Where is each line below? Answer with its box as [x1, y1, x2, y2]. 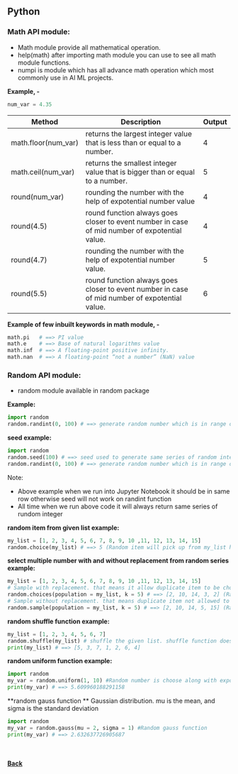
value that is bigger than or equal [85, 167, 195, 177]
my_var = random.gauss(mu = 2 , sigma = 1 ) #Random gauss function [7, 724, 208, 731]
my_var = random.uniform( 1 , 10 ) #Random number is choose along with [7, 677, 217, 685]
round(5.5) [11, 288, 47, 298]
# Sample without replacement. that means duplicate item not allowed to [7, 598, 230, 605]
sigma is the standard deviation [7, 704, 99, 713]
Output [203, 116, 227, 126]
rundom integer [17, 509, 64, 518]
